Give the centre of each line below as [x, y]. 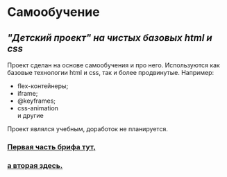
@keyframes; [36, 101]
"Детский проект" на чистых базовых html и [110, 38]
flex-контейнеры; [43, 86]
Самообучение [53, 12]
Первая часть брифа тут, [51, 146]
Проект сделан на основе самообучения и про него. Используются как [113, 65]
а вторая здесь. [35, 165]
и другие [30, 116]
